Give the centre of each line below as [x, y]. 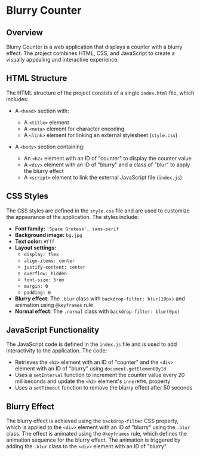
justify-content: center [55, 267]
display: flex [41, 254]
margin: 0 [36, 286]
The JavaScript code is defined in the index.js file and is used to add [92, 344]
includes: [17, 99]
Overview [25, 33]
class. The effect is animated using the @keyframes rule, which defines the [96, 434]
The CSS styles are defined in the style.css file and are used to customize [98, 211]
